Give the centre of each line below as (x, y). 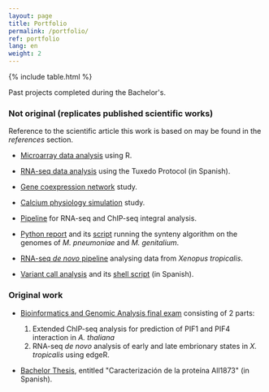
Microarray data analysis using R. (76, 156)
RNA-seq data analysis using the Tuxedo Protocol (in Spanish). (125, 171)
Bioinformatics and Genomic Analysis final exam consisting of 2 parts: (137, 312)
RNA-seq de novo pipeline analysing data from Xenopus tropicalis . (132, 258)
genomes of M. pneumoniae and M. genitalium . (100, 243)
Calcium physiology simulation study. (82, 203)
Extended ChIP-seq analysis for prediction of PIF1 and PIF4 (131, 329)
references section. (41, 140)
